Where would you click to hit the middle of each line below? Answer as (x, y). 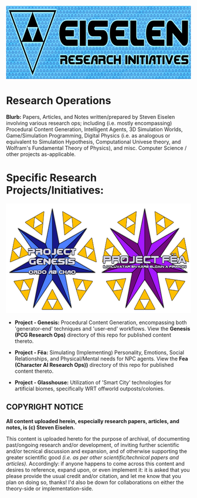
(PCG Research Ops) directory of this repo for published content (93, 335)
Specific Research (52, 178)
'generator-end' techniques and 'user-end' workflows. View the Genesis (102, 328)
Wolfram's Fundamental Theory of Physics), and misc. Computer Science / (96, 148)
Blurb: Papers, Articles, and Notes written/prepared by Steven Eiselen (91, 116)
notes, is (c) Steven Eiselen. (40, 427)
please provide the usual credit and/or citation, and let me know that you (94, 476)
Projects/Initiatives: (55, 190)
